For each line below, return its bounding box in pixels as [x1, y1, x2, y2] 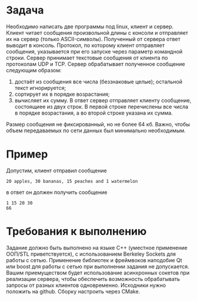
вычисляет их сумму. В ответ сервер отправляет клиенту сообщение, [14, 96, 192, 103]
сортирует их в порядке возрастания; [14, 91, 110, 98]
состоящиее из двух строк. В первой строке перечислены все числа [14, 103, 189, 110]
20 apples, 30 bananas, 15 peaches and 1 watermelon [6, 178, 138, 184]
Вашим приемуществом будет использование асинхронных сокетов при [6, 269, 190, 276]
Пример [6, 148, 48, 161]
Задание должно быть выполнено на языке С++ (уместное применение [6, 244, 188, 251]
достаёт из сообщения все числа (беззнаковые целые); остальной [14, 78, 182, 85]
